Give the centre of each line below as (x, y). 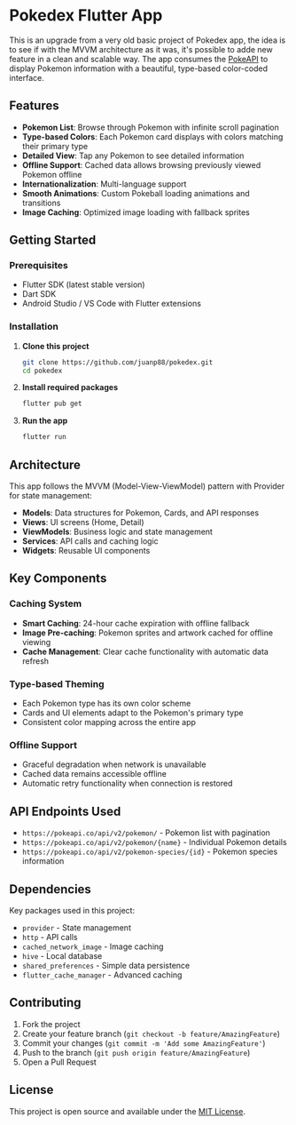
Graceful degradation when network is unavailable (114, 764)
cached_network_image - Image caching (93, 946)
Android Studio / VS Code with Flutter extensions (112, 304)
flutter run (44, 437)
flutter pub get (52, 404)
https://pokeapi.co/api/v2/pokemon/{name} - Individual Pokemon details (154, 842)
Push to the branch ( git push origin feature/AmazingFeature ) (136, 1052)
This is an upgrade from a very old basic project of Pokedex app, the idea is (148, 40)
